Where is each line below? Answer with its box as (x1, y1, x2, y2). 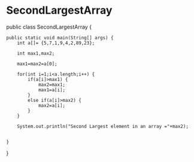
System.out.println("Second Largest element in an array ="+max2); (17, 123, 189, 129)
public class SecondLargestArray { (6, 23, 92, 30)
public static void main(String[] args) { (6, 35, 114, 40)
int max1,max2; (17, 50, 55, 57)
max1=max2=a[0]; (17, 61, 58, 67)
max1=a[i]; (38, 87, 66, 93)
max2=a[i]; (38, 102, 66, 108)
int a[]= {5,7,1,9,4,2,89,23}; (17, 40, 95, 46)
